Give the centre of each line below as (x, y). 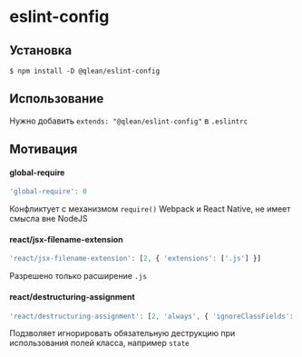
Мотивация (44, 149)
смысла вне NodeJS (49, 219)
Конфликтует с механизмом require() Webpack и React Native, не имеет (150, 209)
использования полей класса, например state (100, 343)
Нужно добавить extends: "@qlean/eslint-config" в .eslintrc (129, 121)
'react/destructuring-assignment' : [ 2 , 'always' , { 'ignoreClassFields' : (152, 316)
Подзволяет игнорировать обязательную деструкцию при (122, 333)
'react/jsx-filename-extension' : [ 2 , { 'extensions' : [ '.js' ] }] (135, 259)
